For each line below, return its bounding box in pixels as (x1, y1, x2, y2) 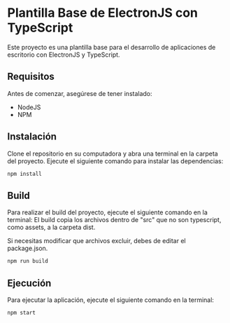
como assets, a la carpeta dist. (7, 223, 96, 232)
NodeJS (17, 103, 41, 111)
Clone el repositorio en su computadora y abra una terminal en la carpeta (7, 149, 218, 158)
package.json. (7, 244, 48, 253)
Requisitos (7, 71, 55, 83)
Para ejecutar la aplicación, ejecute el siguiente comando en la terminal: (7, 296, 215, 304)
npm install (7, 170, 42, 177)
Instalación (7, 131, 57, 143)
